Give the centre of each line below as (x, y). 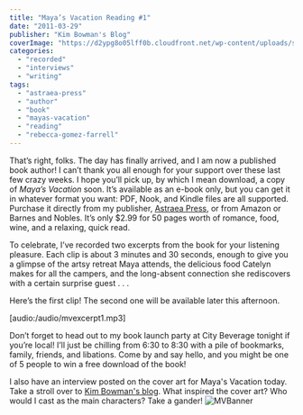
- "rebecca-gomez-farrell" (68, 135)
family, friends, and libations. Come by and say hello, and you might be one (149, 354)
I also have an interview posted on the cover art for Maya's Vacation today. (148, 381)
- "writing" (40, 77)
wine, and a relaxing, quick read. (70, 227)
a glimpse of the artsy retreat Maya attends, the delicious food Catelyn (140, 264)
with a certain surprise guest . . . (69, 283)
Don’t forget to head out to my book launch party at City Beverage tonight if (150, 335)
